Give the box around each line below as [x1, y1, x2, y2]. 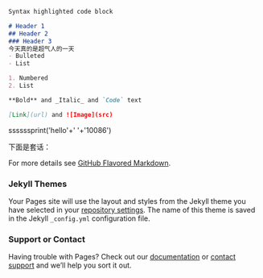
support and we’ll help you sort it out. [8, 260, 132, 270]
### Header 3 [8, 37, 52, 45]
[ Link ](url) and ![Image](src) [8, 110, 113, 118]
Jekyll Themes [8, 178, 68, 189]
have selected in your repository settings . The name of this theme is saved [8, 205, 256, 214]
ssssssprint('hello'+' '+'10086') [8, 125, 112, 135]
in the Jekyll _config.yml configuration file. [8, 214, 150, 223]
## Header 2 [8, 29, 48, 38]
